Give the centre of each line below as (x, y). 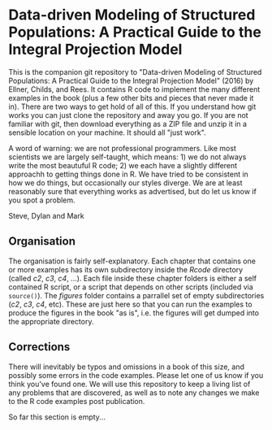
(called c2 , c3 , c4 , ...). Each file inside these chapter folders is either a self (133, 278)
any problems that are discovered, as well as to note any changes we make (134, 393)
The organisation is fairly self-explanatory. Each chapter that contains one (132, 261)
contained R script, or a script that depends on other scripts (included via (131, 287)
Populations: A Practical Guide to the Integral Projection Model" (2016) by (131, 80)
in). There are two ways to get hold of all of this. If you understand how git (132, 106)
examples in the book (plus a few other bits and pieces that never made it (131, 98)
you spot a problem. (42, 200)
